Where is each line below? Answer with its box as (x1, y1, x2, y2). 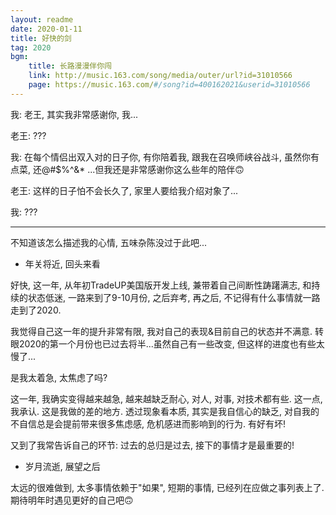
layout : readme (10, 14, 74, 25)
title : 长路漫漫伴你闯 (28, 61, 113, 71)
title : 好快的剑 (10, 33, 72, 43)
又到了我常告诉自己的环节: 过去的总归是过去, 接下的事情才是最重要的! (10, 439, 295, 451)
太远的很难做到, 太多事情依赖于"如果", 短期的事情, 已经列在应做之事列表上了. (10, 481, 325, 493)
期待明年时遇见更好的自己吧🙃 (10, 494, 134, 506)
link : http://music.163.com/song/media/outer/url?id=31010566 (28, 71, 293, 81)
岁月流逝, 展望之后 (24, 460, 101, 472)
